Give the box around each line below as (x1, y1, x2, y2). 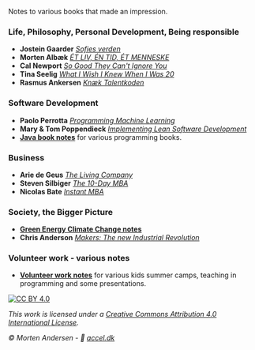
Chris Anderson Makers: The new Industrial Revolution (19, 233, 200, 243)
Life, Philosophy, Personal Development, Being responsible (8, 26, 239, 37)
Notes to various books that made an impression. (8, 7, 168, 16)
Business (8, 152, 45, 163)
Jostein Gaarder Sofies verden (19, 44, 121, 54)
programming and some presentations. (19, 279, 147, 288)
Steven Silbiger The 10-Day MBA (19, 178, 129, 188)
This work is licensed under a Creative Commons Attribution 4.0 (8, 310, 217, 319)
